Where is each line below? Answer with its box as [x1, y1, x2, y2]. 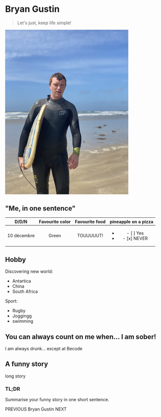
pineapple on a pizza [109, 218, 154, 224]
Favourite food [74, 218, 106, 224]
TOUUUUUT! [77, 233, 103, 239]
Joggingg [12, 313, 32, 319]
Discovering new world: [5, 268, 53, 275]
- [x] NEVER [122, 235, 148, 241]
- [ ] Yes [126, 230, 144, 236]
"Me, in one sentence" [5, 204, 76, 212]
